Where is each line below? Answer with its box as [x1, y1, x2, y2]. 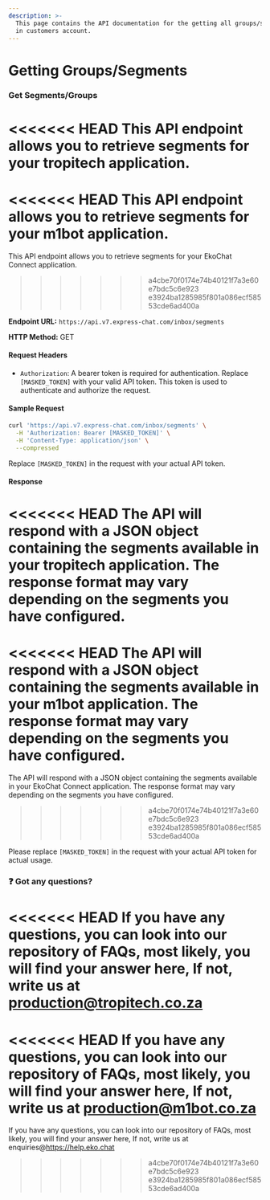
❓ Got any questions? [8, 876, 93, 888]
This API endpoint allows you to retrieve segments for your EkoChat [8, 251, 232, 261]
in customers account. [15, 27, 92, 35]
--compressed [15, 443, 59, 452]
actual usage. [8, 855, 54, 865]
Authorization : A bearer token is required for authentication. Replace [19, 368, 249, 378]
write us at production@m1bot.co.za [8, 1099, 257, 1117]
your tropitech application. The [8, 556, 219, 574]
